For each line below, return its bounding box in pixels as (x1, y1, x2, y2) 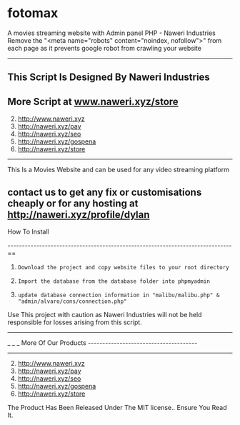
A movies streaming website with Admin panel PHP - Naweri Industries (7, 29, 216, 37)
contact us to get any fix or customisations (7, 186, 202, 198)
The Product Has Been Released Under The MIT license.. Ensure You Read (7, 403, 227, 411)
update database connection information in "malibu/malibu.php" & (17, 291, 220, 299)
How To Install (7, 227, 49, 236)
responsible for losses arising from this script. (7, 318, 143, 326)
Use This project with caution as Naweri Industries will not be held (7, 310, 202, 319)
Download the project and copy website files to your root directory (17, 264, 230, 271)
